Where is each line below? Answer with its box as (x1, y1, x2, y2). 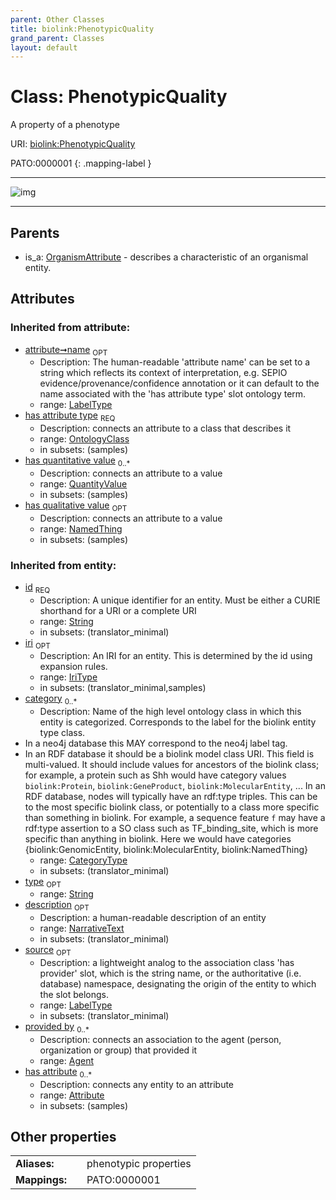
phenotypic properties (86, 1157, 192, 1171)
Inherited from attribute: (10, 321, 131, 335)
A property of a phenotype (10, 119, 120, 131)
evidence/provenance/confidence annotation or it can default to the (39, 377, 320, 390)
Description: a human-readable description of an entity (39, 912, 267, 924)
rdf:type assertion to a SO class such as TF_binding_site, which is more (24, 822, 319, 834)
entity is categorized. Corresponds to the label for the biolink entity (39, 716, 317, 728)
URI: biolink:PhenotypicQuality (10, 138, 136, 150)
